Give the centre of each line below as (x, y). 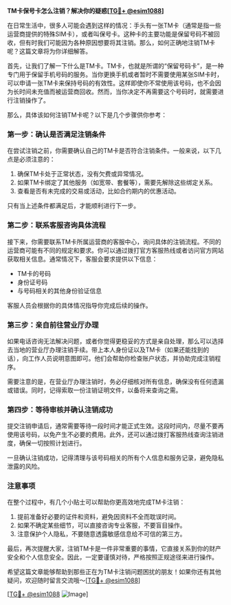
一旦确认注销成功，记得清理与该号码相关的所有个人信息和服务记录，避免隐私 (115, 458)
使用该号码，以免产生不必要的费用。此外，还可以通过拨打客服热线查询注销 (112, 435)
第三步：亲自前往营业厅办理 (53, 325)
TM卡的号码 (34, 273)
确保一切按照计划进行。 (52, 443)
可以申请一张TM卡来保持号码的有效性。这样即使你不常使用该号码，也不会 (111, 83)
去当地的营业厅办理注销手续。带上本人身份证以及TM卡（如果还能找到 (105, 350)
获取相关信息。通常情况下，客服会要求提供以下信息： (82, 259)
